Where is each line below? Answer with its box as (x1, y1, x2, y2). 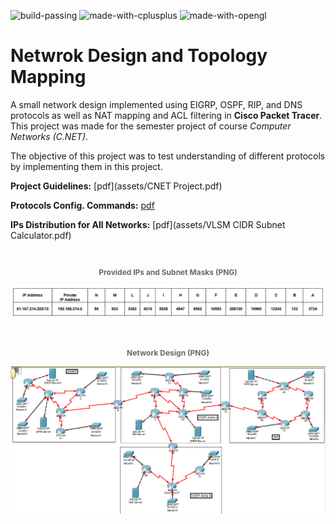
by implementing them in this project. (10, 160, 163, 172)
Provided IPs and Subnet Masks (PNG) (98, 266, 238, 277)
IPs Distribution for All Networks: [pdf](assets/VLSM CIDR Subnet (10, 218, 286, 230)
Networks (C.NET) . (10, 130, 89, 142)
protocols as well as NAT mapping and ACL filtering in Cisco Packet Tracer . (10, 109, 323, 121)
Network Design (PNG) (126, 348, 210, 359)
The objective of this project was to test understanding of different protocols (10, 150, 326, 162)
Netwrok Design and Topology (10, 45, 268, 67)
